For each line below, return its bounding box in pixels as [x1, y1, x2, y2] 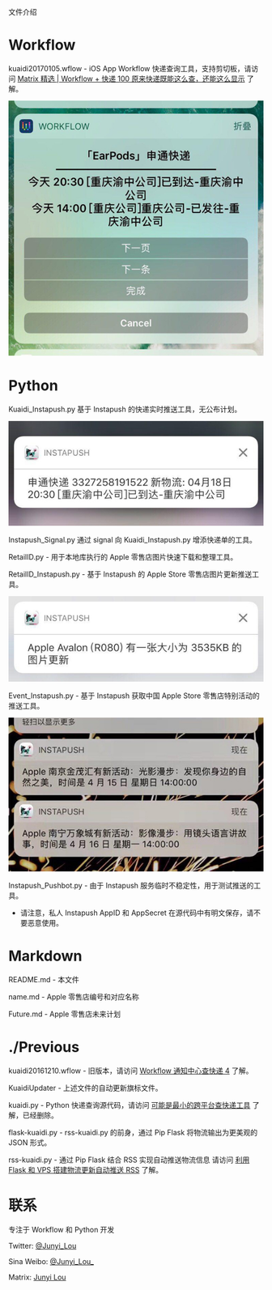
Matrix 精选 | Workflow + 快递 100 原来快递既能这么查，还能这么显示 [17, 74, 245, 83]
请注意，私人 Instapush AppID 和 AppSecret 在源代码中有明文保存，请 [19, 908, 254, 917]
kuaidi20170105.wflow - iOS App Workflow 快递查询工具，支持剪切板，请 [8, 63, 252, 73]
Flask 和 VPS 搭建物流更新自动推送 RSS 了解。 [8, 1165, 164, 1175]
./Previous [8, 1038, 79, 1057]
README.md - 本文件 [8, 975, 79, 985]
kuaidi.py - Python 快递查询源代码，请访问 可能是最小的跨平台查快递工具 [8, 1101, 251, 1110]
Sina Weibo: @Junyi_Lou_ [8, 1257, 95, 1267]
